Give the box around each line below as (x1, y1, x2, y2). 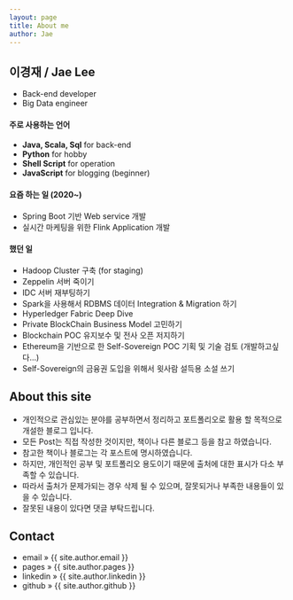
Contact (9, 529, 55, 543)
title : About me (9, 21, 69, 30)
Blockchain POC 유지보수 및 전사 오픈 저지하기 (21, 330, 185, 340)
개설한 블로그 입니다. (21, 425, 94, 435)
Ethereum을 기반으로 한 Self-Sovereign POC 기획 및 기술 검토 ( (21, 340, 243, 351)
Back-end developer (21, 89, 97, 99)
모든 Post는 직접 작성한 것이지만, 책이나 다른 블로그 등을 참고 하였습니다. (21, 436, 272, 447)
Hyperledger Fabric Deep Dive (21, 308, 134, 319)
